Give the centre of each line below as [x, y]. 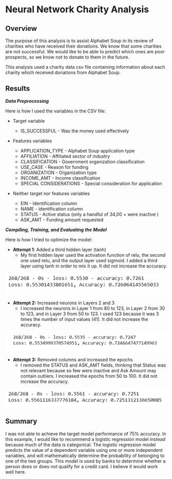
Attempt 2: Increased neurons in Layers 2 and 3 [63, 303]
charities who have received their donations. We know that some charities [83, 46]
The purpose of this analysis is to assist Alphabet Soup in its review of [80, 41]
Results [18, 89]
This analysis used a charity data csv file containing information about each [85, 67]
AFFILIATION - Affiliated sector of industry [65, 156]
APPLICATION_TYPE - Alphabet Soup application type [78, 150]
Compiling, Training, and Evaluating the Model [56, 229]
